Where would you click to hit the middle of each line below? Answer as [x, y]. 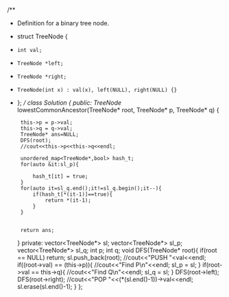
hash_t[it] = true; [60, 177]
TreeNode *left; [40, 64]
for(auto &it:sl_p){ [49, 164]
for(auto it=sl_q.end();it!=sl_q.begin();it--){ [91, 188]
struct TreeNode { [43, 36]
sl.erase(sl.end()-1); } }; [50, 286]
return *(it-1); [68, 201]
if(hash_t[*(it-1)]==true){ [73, 194]
